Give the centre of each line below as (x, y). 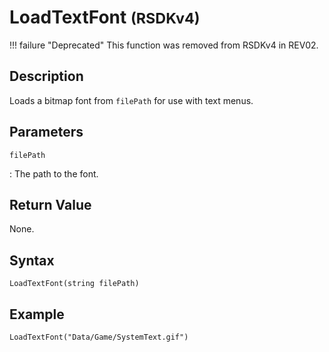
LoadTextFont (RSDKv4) (105, 17)
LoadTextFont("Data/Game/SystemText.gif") (99, 337)
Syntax (32, 260)
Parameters (46, 132)
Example (37, 314)
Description (46, 76)
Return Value (50, 204)
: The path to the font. (54, 173)
